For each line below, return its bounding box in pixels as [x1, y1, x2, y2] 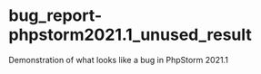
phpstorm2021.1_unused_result [8, 24, 252, 45]
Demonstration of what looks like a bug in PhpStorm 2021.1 [8, 54, 229, 65]
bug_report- [8, 5, 103, 26]
